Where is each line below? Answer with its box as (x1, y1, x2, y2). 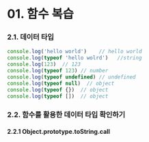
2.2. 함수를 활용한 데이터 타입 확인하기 (7, 110, 126, 119)
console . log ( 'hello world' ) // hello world (7, 48, 142, 55)
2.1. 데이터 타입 (7, 32, 55, 42)
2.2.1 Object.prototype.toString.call (7, 128, 111, 135)
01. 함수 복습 (7, 6, 74, 22)
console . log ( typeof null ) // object (7, 80, 115, 87)
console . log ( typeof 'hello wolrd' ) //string (7, 55, 142, 61)
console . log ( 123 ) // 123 (7, 61, 81, 68)
